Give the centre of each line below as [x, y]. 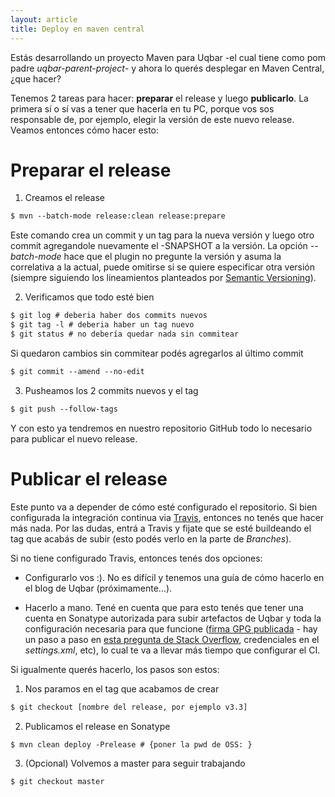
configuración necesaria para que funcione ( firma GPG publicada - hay [171, 628]
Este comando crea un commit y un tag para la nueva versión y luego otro [162, 235]
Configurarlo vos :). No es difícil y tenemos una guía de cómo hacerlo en [174, 577]
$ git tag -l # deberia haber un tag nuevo [102, 325]
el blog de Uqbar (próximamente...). [98, 588]
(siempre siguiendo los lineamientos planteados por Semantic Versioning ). [163, 278]
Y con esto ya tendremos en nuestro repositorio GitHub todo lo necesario [161, 428]
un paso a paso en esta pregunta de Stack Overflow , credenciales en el [172, 639]
